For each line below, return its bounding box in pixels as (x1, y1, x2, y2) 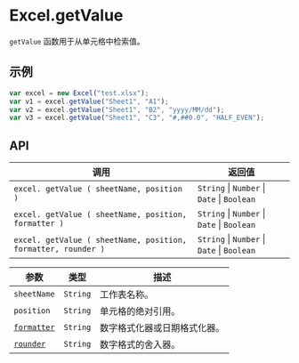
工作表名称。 (99, 288, 154, 301)
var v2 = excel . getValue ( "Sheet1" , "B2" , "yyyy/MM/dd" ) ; (9, 105, 225, 114)
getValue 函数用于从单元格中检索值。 (9, 36, 145, 46)
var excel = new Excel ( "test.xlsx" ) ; (9, 88, 149, 98)
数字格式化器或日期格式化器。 (99, 322, 225, 335)
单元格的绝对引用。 (99, 305, 181, 318)
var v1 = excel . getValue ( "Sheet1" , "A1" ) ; (9, 97, 169, 106)
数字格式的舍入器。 (99, 339, 181, 351)
